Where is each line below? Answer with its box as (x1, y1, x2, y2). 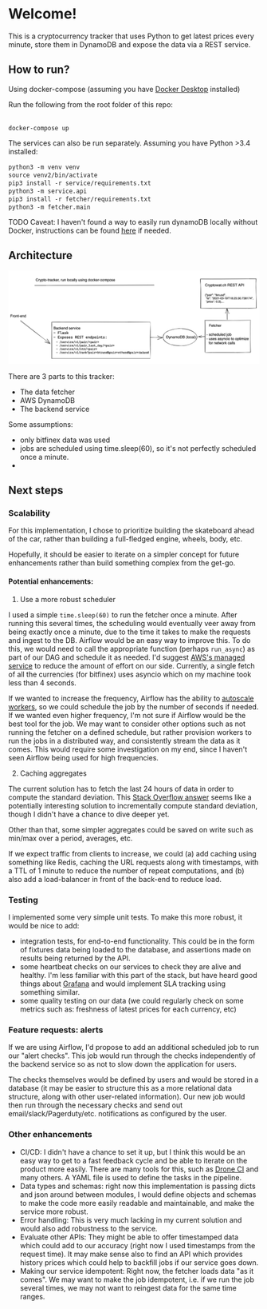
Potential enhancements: (8, 577, 94, 586)
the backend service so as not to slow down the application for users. (8, 1060, 238, 1069)
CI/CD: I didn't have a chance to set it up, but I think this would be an (19, 1147, 245, 1156)
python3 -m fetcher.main (8, 203, 91, 211)
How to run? (8, 63, 70, 77)
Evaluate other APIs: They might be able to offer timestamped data (19, 1232, 239, 1242)
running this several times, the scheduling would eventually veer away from (8, 618, 257, 628)
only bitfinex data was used (19, 435, 111, 445)
